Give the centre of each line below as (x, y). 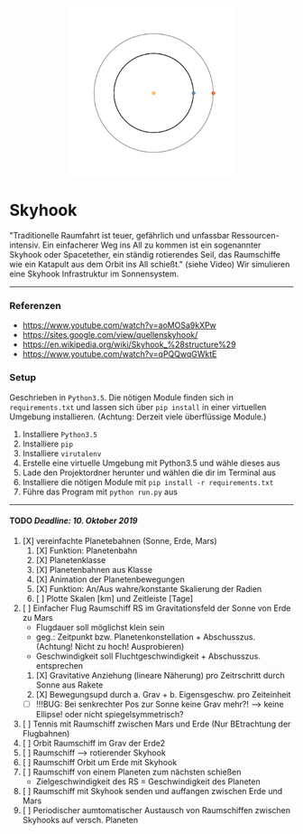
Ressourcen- (255, 235)
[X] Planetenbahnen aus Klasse (94, 569)
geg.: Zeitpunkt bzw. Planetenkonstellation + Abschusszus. (146, 637)
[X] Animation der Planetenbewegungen (110, 579)
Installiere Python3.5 (60, 434)
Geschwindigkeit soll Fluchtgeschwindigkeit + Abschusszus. (148, 656)
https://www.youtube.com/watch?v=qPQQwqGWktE (119, 354)
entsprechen (60, 665)
